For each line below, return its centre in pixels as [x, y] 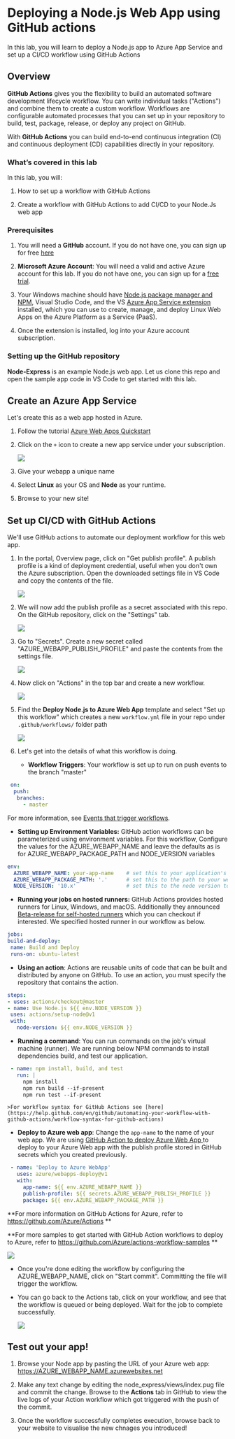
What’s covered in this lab [52, 162]
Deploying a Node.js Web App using [114, 13]
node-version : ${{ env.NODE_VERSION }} [74, 1028]
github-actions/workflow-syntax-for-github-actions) [86, 1120]
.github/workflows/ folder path [62, 725]
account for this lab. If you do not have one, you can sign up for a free [118, 274]
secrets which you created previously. [72, 1155]
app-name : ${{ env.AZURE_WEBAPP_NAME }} [82, 1187]
